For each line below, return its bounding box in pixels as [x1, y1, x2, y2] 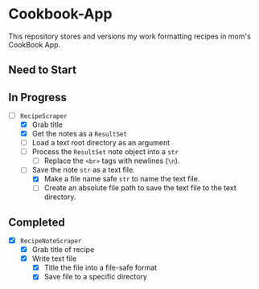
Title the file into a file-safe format [43, 263, 158, 273]
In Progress [8, 90, 67, 104]
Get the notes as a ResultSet [31, 129, 127, 138]
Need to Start [8, 63, 76, 77]
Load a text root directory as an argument [31, 138, 171, 148]
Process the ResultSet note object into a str [31, 147, 179, 157]
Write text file [31, 254, 77, 263]
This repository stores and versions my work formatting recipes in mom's [8, 31, 251, 41]
